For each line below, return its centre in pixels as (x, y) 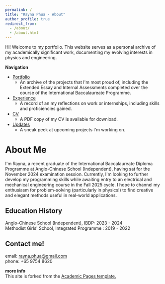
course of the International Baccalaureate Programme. (75, 93)
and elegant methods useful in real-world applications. (61, 195)
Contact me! (25, 244)
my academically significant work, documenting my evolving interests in (79, 52)
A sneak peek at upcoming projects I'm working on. (73, 130)
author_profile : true (28, 19)
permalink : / (19, 10)
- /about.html (24, 33)
